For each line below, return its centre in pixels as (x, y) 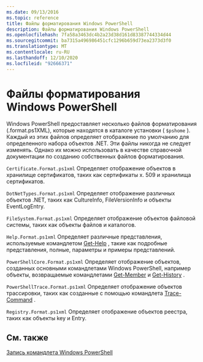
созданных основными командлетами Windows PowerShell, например (99, 269)
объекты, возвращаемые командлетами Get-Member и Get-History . (96, 275)
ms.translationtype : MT (37, 47)
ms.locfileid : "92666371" (39, 63)
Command (19, 300)
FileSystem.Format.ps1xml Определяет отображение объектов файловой (101, 218)
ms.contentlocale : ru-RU (38, 52)
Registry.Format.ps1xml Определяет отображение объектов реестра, (97, 312)
